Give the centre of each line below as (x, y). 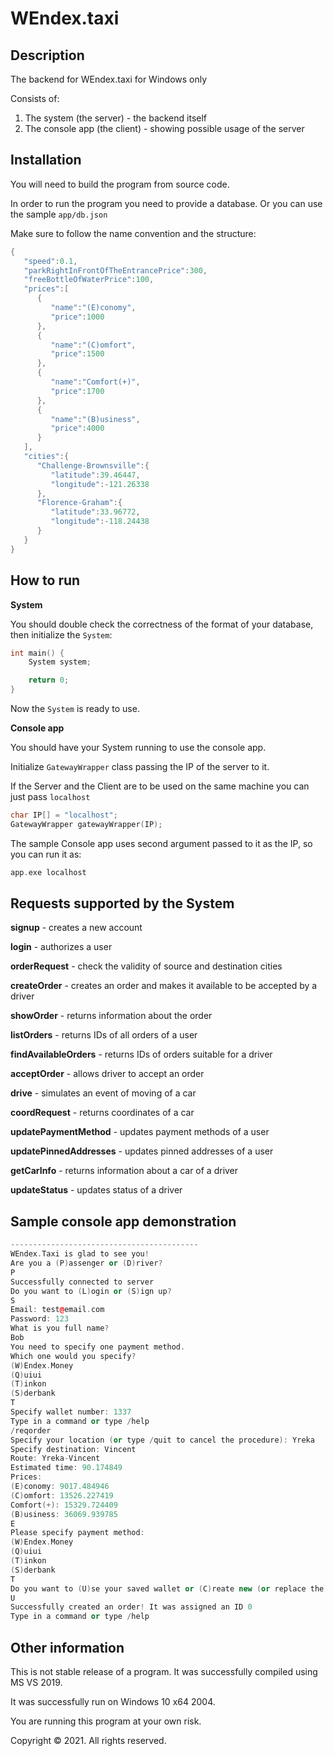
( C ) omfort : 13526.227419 (62, 1495)
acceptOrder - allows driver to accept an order (107, 1074)
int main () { (37, 653)
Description (47, 55)
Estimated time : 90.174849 (66, 1468)
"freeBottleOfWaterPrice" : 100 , (89, 280)
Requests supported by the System (122, 903)
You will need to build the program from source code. (120, 184)
